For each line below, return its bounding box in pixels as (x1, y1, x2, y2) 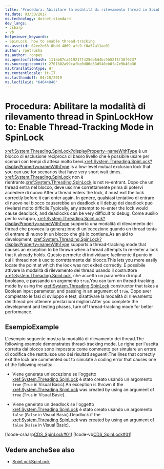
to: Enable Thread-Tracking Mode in (5, 122, 154, 132)
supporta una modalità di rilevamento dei (70, 221, 153, 226)
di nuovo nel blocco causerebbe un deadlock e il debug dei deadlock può (5, 200, 153, 205)
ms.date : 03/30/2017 (5, 12, 47, 17)
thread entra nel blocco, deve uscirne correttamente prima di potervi (5, 184, 143, 190)
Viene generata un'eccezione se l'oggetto (12, 371, 97, 377)
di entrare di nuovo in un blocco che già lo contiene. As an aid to (5, 231, 133, 237)
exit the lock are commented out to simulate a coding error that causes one (5, 357, 156, 363)
